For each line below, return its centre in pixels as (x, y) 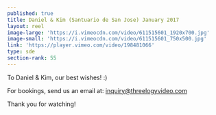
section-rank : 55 (32, 58)
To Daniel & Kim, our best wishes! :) (57, 77)
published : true (30, 13)
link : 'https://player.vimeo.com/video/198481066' (81, 45)
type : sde (21, 52)
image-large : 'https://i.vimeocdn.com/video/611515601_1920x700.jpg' (109, 33)
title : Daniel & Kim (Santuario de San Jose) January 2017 (93, 20)
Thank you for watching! (41, 104)
